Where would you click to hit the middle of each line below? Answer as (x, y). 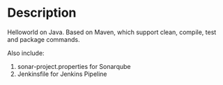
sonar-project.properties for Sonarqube (74, 66)
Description (42, 13)
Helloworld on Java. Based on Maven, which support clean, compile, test (112, 32)
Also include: (26, 53)
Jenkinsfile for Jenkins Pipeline (62, 74)
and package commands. (44, 39)
